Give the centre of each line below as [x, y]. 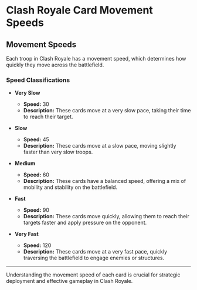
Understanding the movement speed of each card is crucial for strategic [93, 275]
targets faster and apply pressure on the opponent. [85, 223]
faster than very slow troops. [58, 152]
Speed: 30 [36, 104]
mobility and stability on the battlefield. [70, 187]
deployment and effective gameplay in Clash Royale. [69, 281]
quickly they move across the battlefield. [55, 65]
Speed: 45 [36, 139]
